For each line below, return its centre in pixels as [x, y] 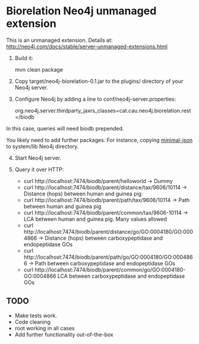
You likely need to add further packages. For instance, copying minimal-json [99, 140]
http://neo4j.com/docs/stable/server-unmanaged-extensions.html [87, 47]
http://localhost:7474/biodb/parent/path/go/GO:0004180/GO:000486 [108, 257]
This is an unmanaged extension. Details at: [59, 40]
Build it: [24, 58]
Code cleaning [33, 322]
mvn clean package [39, 69]
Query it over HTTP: [39, 169]
